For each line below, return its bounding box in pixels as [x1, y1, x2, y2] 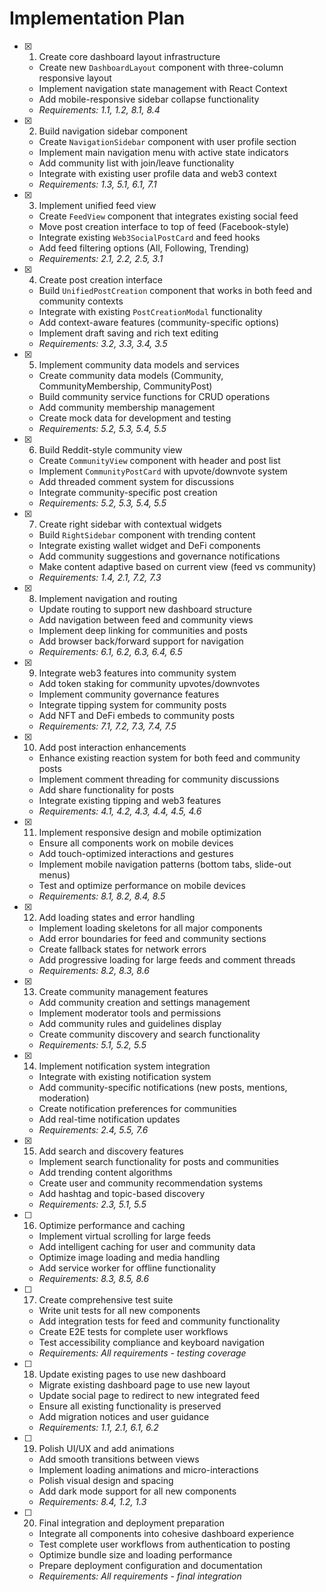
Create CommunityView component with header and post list [38, 454, 281, 466]
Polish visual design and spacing [38, 1474, 174, 1486]
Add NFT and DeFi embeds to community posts [38, 709, 236, 721]
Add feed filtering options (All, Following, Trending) [38, 242, 250, 254]
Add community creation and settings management [38, 996, 251, 1008]
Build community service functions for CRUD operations [38, 390, 271, 402]
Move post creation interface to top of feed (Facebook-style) [38, 220, 290, 232]
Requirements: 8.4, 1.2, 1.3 [38, 1495, 147, 1507]
